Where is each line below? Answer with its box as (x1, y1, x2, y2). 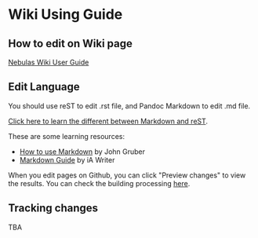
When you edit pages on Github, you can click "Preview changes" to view (8, 170, 246, 180)
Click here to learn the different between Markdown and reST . (8, 116, 209, 126)
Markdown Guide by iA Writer (19, 155, 115, 164)
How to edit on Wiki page (8, 37, 133, 50)
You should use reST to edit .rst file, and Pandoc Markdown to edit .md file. (8, 101, 251, 111)
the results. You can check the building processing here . (8, 178, 191, 188)
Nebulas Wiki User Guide (8, 57, 89, 67)
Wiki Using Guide (8, 5, 123, 24)
